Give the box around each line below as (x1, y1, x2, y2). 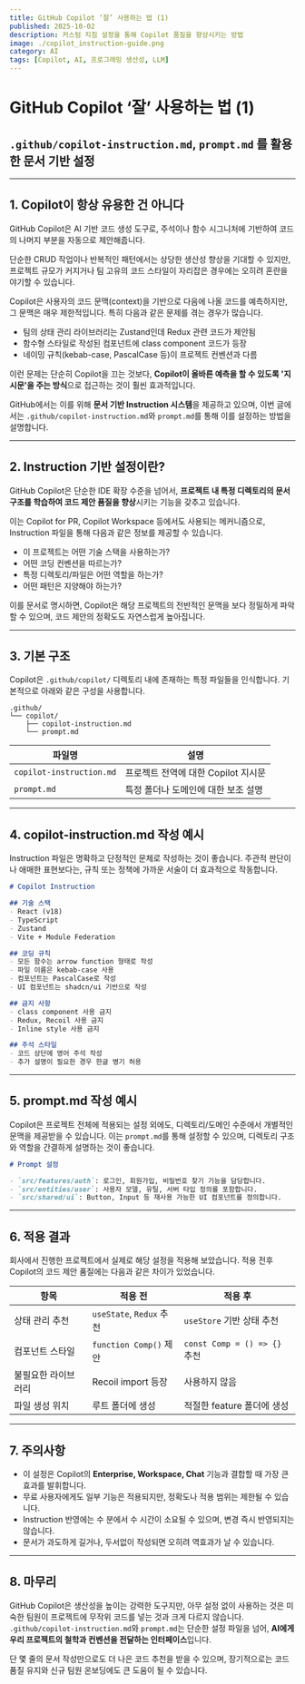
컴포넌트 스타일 (14, 1345, 75, 1357)
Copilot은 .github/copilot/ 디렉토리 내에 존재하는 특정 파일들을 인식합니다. (9, 674, 280, 685)
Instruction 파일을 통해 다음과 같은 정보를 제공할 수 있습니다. (9, 527, 224, 538)
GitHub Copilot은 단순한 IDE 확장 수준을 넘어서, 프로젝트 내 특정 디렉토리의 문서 (9, 485, 290, 495)
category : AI (9, 47, 59, 56)
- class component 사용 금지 (9, 1007, 112, 1016)
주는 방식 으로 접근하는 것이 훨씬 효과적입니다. (35, 379, 196, 390)
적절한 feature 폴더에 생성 (183, 1399, 289, 1412)
